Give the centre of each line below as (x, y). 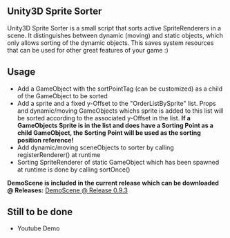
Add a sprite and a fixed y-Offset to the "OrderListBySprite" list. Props (116, 103)
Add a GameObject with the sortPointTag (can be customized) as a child (120, 89)
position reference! (45, 140)
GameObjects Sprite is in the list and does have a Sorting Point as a (115, 125)
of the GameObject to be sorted (63, 95)
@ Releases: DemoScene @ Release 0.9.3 (67, 190)
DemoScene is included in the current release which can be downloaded (113, 183)
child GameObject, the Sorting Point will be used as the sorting (109, 132)
